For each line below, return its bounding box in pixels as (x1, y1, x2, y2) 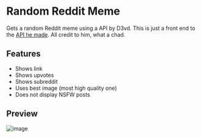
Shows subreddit (15, 78, 58, 85)
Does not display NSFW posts (15, 90, 90, 98)
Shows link (15, 65, 43, 72)
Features (6, 49, 41, 59)
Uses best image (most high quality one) (15, 84, 118, 92)
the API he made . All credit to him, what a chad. (6, 31, 125, 38)
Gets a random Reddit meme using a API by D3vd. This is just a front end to (6, 24, 196, 32)
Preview (6, 109, 38, 119)
